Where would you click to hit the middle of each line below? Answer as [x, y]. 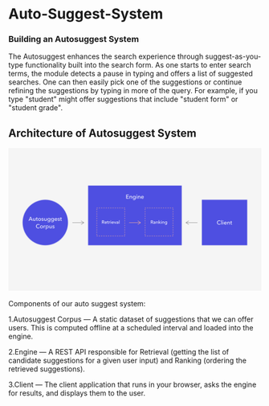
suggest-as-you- [233, 56]
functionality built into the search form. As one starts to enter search [138, 65]
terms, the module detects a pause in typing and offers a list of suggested [130, 74]
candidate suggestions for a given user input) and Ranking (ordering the [128, 360]
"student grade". [35, 108]
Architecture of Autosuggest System [102, 133]
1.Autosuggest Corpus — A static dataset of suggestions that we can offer [131, 319]
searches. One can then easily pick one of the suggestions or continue [125, 82]
